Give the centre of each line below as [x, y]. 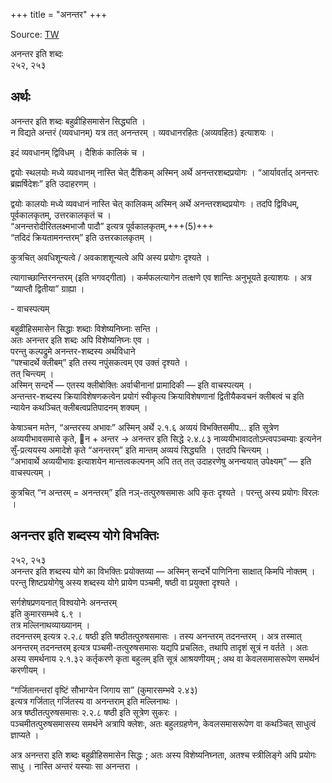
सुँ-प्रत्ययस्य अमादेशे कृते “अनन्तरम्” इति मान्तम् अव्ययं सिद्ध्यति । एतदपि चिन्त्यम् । [140, 450]
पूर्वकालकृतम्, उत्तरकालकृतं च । [61, 215]
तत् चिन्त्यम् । [32, 373]
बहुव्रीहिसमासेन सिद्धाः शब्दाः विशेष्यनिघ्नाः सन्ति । [84, 328]
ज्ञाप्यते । [25, 735]
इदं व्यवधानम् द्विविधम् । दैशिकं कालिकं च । [78, 152]
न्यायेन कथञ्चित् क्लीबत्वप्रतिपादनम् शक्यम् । [79, 407]
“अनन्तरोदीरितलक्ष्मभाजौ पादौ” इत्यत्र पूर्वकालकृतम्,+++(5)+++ [112, 226]
